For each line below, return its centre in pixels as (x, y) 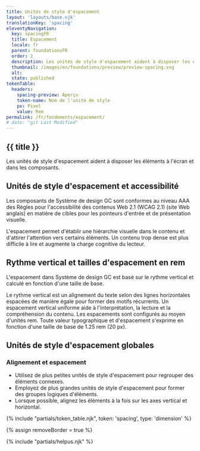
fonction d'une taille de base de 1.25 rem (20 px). (66, 326)
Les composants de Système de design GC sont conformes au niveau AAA (98, 200)
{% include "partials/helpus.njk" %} (50, 441)
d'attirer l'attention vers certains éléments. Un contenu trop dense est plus (97, 237)
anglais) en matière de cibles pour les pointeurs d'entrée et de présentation (99, 213)
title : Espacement (35, 39)
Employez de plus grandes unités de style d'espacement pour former (100, 388)
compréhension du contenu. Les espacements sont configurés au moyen (96, 314)
